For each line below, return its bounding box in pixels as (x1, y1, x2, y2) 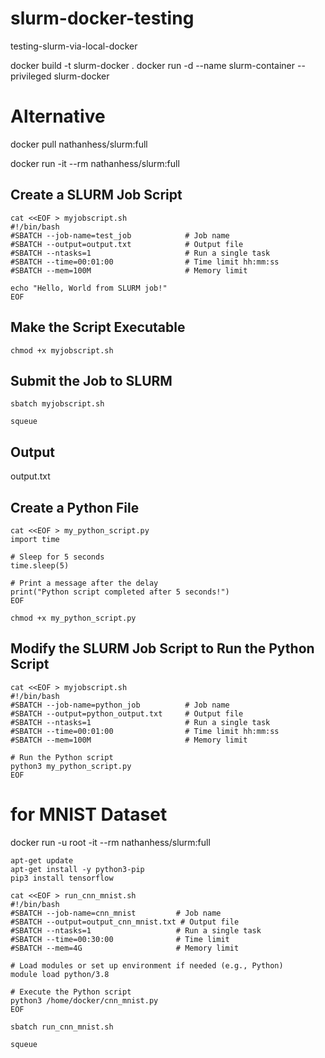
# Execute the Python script (10, 987, 132, 997)
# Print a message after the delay (10, 578, 159, 588)
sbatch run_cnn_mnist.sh (10, 1022, 114, 1032)
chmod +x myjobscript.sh (10, 345, 114, 356)
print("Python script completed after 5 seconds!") (10, 587, 230, 597)
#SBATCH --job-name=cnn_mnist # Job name (10, 908, 222, 918)
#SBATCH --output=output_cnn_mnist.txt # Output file (10, 917, 240, 927)
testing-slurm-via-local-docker (10, 40, 138, 52)
